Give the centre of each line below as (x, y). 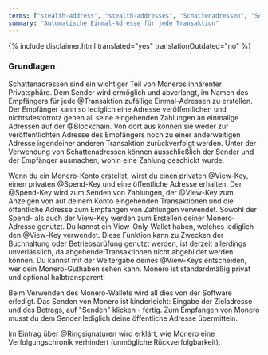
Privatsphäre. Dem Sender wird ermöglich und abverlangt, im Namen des (128, 92)
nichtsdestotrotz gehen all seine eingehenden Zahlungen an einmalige (124, 117)
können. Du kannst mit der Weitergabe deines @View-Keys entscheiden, (128, 260)
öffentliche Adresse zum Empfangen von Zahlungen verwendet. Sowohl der (133, 209)
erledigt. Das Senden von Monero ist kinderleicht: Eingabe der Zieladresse (130, 301)
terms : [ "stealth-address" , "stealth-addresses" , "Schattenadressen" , (128, 16)
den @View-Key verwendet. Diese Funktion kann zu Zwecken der (116, 235)
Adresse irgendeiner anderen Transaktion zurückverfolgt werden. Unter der (132, 143)
